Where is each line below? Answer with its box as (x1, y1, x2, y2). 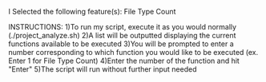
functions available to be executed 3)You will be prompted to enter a (8, 39, 234, 49)
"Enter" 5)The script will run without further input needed (8, 64, 197, 74)
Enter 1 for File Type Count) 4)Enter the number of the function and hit (8, 56, 240, 65)
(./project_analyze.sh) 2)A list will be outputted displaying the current (8, 31, 236, 40)
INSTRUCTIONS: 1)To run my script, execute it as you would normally (8, 22, 237, 31)
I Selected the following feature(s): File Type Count (8, 7, 176, 16)
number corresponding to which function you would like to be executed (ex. (8, 48, 259, 57)
